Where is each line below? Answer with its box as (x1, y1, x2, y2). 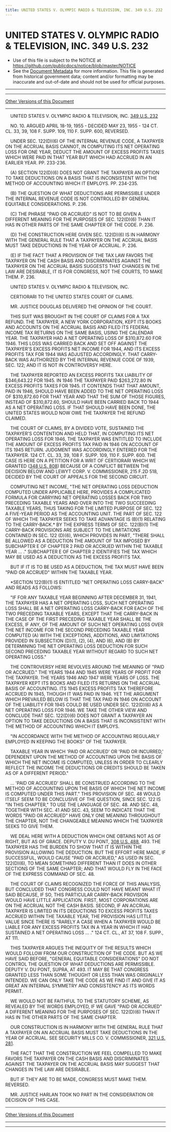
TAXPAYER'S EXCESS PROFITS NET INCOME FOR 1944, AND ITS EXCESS (5, 346, 160, 352)
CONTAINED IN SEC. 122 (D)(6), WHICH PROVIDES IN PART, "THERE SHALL (5, 532, 165, 538)
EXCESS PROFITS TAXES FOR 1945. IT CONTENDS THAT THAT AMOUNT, (5, 382, 161, 389)
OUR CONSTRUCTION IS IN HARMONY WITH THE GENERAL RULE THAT (10, 1024, 163, 1030)
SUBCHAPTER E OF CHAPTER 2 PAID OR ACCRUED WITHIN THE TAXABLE (5, 543, 163, 549)
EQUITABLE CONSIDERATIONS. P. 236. (5, 201, 88, 207)
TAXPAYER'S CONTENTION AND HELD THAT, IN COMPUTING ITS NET (5, 430, 154, 436)
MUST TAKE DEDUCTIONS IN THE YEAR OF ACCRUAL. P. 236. (5, 242, 137, 249)
